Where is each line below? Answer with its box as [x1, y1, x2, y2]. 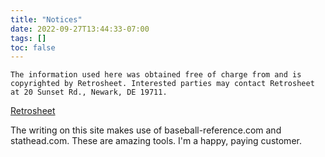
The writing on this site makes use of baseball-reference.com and [10, 124, 282, 136]
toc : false [10, 42, 56, 53]
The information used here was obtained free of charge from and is [10, 70, 302, 80]
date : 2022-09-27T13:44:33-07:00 [10, 24, 150, 34]
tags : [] [10, 33, 47, 43]
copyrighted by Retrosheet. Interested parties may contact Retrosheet [10, 79, 315, 89]
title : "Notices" [10, 14, 83, 25]
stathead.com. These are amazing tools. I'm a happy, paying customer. [10, 135, 302, 147]
